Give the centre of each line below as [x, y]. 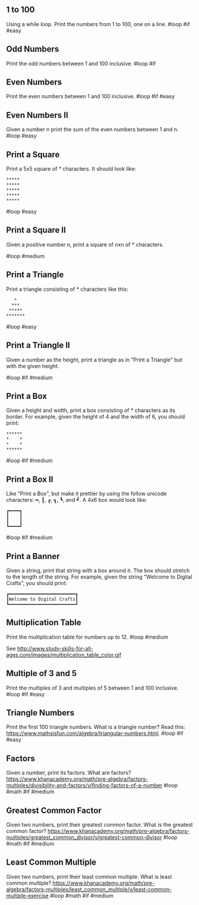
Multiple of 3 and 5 [42, 673]
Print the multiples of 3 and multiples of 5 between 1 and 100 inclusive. [92, 688]
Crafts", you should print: [37, 583]
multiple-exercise [27, 895]
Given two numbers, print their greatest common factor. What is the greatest [99, 825]
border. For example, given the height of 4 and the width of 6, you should [96, 417]
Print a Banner [33, 556]
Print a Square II [36, 230]
